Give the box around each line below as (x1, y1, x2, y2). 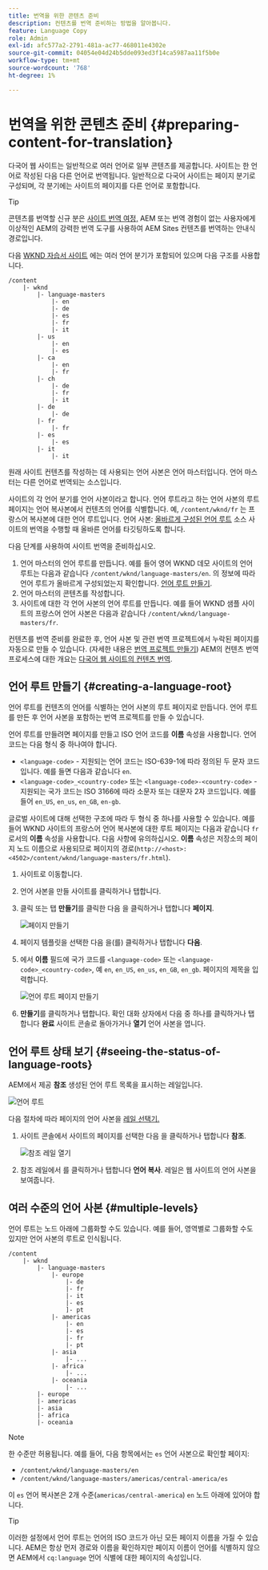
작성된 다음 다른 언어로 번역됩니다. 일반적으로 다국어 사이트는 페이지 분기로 (22, 170, 256, 181)
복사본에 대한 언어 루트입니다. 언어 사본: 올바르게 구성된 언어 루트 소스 (29, 514, 247, 524)
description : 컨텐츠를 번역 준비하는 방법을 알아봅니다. (8, 19, 172, 27)
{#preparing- (150, 116, 240, 133)
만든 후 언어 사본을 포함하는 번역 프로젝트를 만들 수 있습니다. (16, 712, 205, 722)
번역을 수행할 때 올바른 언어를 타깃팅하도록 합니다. (29, 524, 186, 533)
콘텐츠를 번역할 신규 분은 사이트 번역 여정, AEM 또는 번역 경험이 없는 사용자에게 (8, 213, 256, 223)
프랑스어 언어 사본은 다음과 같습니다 (34, 608, 146, 618)
